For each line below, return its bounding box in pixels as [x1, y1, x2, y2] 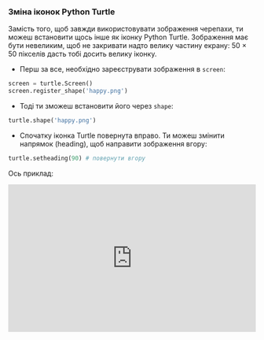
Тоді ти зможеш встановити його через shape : [19, 102, 174, 111]
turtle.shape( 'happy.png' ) [8, 116, 97, 124]
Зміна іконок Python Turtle [8, 6, 115, 17]
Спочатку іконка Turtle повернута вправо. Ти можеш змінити [19, 131, 225, 140]
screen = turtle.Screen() [8, 79, 93, 88]
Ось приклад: [8, 168, 53, 178]
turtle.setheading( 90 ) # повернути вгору [8, 154, 146, 162]
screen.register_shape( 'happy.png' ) [8, 87, 128, 95]
